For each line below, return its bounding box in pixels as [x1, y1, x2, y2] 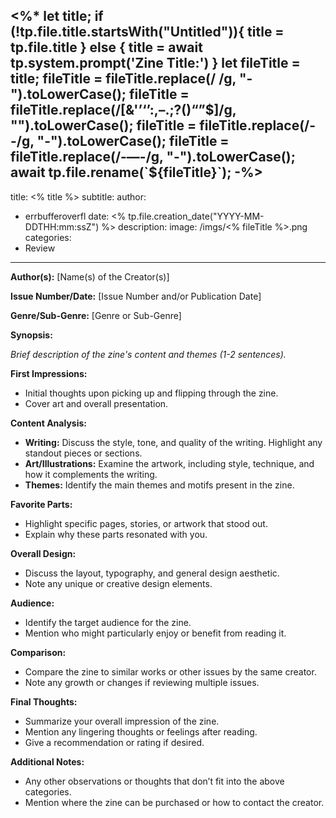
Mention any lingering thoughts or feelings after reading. [24, 725, 258, 738]
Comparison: [10, 646, 67, 658]
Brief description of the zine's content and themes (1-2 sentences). [10, 348, 287, 360]
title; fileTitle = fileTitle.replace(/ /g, [10, 70, 237, 88]
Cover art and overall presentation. [24, 397, 169, 409]
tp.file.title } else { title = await [10, 39, 203, 56]
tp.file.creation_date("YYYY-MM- [128, 210, 265, 222]
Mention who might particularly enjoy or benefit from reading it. [24, 627, 287, 639]
